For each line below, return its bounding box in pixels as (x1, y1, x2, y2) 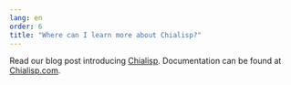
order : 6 (9, 22, 43, 31)
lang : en (9, 13, 43, 23)
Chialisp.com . (9, 65, 61, 76)
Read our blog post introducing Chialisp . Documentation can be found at (9, 56, 282, 67)
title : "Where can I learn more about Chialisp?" (9, 30, 203, 39)
